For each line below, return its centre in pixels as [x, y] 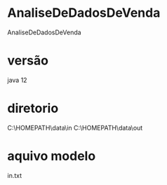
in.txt [15, 175]
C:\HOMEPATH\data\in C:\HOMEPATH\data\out [75, 128]
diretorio [33, 108]
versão [28, 61]
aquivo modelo [52, 156]
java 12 [17, 80]
